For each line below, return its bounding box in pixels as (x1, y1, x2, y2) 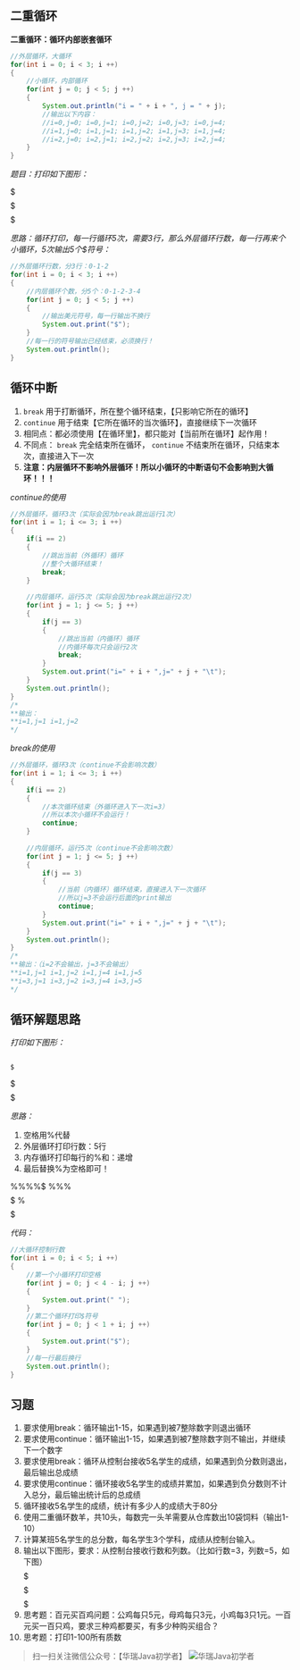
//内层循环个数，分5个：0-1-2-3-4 (26, 287, 141, 296)
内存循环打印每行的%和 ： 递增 (22, 1152, 133, 1163)
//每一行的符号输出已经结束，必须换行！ (26, 337, 154, 346)
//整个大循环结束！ (42, 559, 104, 568)
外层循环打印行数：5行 (22, 1141, 107, 1152)
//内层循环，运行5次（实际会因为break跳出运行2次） (26, 592, 196, 601)
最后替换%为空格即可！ (22, 1163, 110, 1174)
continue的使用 (10, 491, 66, 502)
